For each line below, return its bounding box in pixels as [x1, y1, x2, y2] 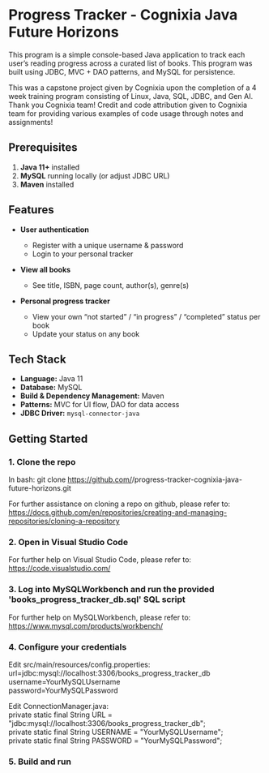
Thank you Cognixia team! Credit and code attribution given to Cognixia [8, 100, 248, 110]
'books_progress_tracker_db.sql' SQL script [8, 594, 186, 605]
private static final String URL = [8, 710, 113, 719]
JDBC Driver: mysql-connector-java [19, 408, 140, 419]
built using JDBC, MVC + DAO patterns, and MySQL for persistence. [8, 67, 236, 76]
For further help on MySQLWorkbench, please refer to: [8, 612, 191, 622]
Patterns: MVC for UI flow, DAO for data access [19, 400, 180, 410]
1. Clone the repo [8, 456, 76, 467]
